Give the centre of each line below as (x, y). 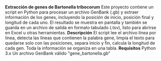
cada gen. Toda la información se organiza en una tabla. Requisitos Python (80, 48)
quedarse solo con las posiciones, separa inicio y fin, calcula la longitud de (80, 43)
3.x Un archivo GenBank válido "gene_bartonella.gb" (58, 53)
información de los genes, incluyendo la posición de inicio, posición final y (80, 17)
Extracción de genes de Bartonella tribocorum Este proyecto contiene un (80, 7)
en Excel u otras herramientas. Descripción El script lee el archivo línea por (81, 33)
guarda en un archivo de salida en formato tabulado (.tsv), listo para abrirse (81, 28)
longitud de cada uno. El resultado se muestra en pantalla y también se (76, 22)
